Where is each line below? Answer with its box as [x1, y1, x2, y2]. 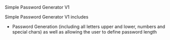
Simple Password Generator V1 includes [5, 14, 89, 19]
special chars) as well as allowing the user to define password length [12, 29, 157, 34]
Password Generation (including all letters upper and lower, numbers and [12, 23, 165, 29]
